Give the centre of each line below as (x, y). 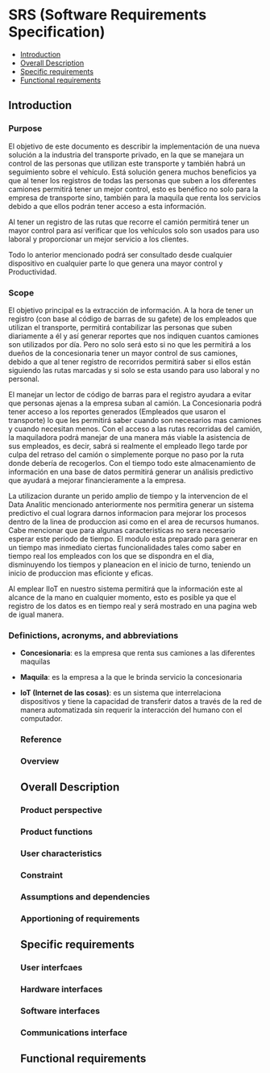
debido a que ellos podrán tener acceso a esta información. (108, 206)
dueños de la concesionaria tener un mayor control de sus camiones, (123, 353)
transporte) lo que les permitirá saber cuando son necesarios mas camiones (135, 420)
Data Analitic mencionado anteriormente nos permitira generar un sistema (131, 504)
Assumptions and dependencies (85, 897)
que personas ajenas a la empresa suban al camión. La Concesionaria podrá (135, 403)
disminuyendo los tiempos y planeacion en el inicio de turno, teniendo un (130, 564)
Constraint (41, 875)
